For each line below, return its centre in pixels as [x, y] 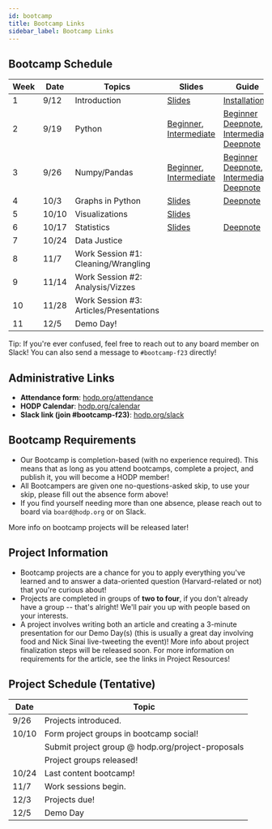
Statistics [93, 227]
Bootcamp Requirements [72, 440]
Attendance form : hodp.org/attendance [87, 397]
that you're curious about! [63, 589]
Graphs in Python [108, 201]
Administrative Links [62, 378]
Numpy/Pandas [104, 173]
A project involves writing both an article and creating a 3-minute [128, 624]
